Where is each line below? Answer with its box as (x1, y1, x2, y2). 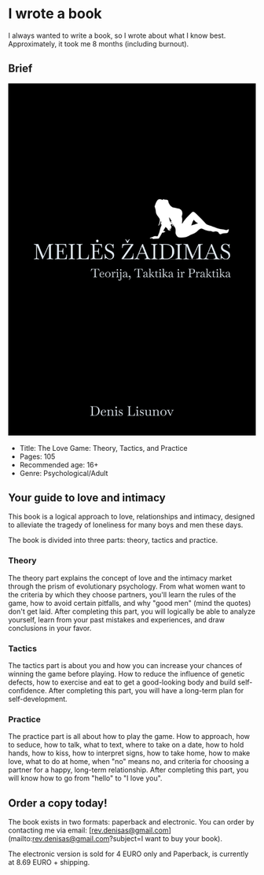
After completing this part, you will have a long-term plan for (48, 685, 244, 695)
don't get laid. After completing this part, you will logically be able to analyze (8, 607, 255, 616)
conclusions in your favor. (8, 623, 92, 633)
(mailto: (8, 834, 33, 844)
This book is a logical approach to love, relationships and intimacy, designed (8, 512, 255, 522)
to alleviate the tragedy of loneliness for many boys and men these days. (8, 520, 244, 530)
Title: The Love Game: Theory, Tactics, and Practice (19, 443, 188, 452)
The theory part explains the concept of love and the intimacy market (8, 573, 233, 582)
